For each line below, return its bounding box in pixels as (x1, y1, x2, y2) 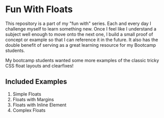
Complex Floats (12, 107, 46, 113)
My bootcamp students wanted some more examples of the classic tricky (5, 57, 159, 63)
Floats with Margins (12, 96, 54, 102)
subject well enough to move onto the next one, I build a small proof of (5, 31, 153, 37)
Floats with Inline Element (12, 102, 67, 108)
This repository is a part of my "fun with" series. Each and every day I (5, 20, 151, 26)
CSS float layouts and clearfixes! (5, 63, 74, 69)
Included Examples (5, 77, 67, 86)
